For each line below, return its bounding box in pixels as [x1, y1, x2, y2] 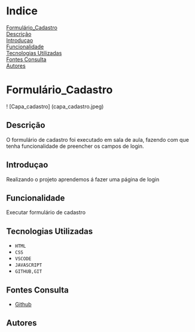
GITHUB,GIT [14, 269, 42, 275]
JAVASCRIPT [14, 262, 42, 269]
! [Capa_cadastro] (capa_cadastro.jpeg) [6, 103, 104, 110]
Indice [6, 4, 38, 18]
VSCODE [14, 256, 32, 262]
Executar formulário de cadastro [6, 209, 86, 216]
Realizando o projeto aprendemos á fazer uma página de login [6, 175, 160, 183]
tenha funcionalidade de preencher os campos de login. [6, 142, 145, 150]
